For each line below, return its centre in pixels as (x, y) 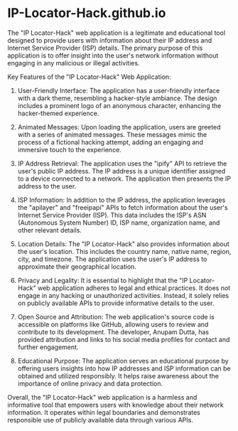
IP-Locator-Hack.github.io (87, 13)
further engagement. (48, 347)
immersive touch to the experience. (70, 149)
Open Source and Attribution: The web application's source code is (116, 316)
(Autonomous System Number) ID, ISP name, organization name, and (119, 223)
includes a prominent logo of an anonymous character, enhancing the (119, 105)
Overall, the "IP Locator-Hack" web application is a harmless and (102, 397)
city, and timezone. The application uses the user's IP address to (112, 259)
